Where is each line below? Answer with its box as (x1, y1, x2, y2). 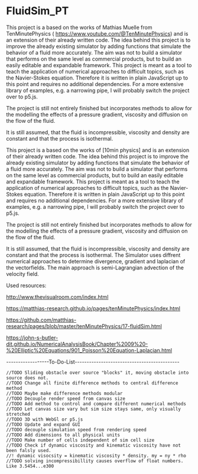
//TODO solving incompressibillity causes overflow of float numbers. (6, 458, 184, 464)
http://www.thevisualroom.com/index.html (6, 293, 109, 300)
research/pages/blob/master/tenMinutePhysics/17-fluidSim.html (6, 322, 163, 330)
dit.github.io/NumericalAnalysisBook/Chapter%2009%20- (6, 340, 148, 348)
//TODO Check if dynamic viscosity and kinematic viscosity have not (6, 442, 181, 448)
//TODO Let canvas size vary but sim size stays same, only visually (6, 406, 181, 412)
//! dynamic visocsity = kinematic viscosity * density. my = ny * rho (6, 453, 186, 459)
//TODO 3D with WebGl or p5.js (6, 416, 83, 422)
